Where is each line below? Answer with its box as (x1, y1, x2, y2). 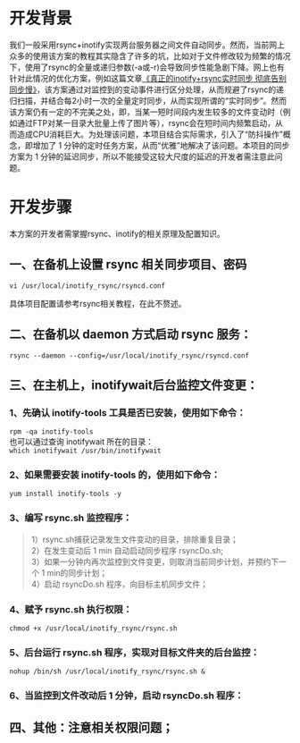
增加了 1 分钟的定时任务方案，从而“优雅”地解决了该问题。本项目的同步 (32, 139, 290, 150)
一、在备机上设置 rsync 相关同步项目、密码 (9, 257, 247, 273)
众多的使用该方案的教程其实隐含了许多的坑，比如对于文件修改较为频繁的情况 (9, 50, 291, 61)
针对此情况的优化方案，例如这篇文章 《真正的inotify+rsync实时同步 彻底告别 (9, 72, 287, 83)
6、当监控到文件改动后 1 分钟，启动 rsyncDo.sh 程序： (9, 689, 244, 702)
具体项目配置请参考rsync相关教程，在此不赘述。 (9, 298, 187, 308)
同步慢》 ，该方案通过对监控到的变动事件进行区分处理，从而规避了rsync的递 (9, 84, 284, 95)
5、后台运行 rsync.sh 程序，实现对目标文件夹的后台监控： (9, 646, 261, 658)
